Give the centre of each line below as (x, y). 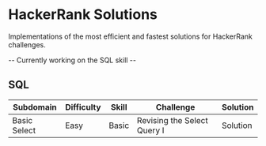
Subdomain (35, 107)
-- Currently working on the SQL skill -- (72, 60)
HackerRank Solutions (83, 15)
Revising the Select (173, 120)
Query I (151, 130)
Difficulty (83, 107)
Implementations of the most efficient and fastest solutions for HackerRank (131, 36)
